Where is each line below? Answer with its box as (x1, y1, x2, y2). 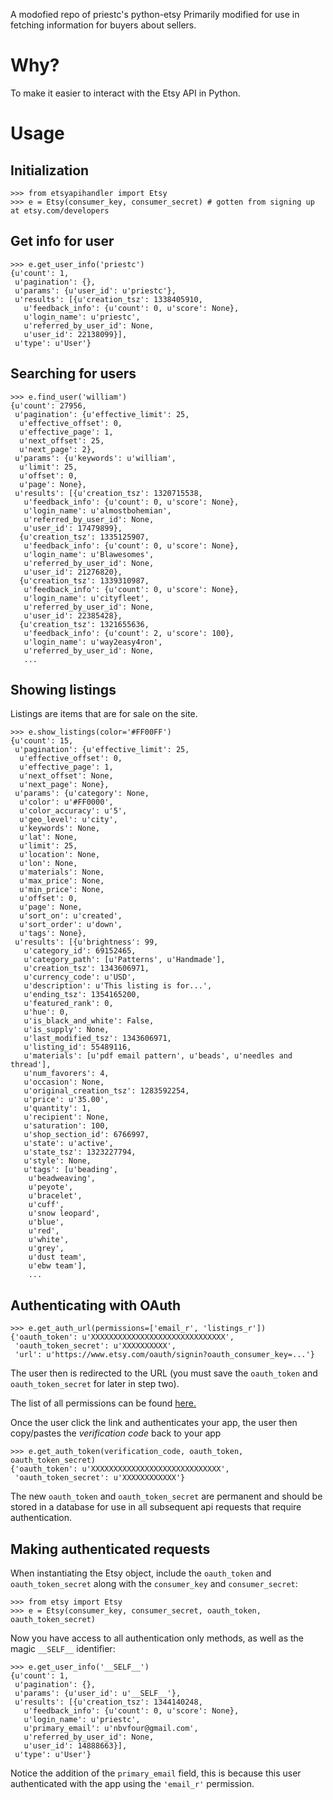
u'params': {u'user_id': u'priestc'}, (14, 285, 177, 296)
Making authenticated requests (10, 1540, 211, 1558)
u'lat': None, (19, 832, 78, 843)
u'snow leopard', (28, 1209, 101, 1219)
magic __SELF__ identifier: (10, 1643, 116, 1654)
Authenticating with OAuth (10, 1297, 182, 1314)
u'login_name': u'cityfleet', (23, 593, 150, 603)
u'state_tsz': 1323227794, (23, 1147, 137, 1158)
